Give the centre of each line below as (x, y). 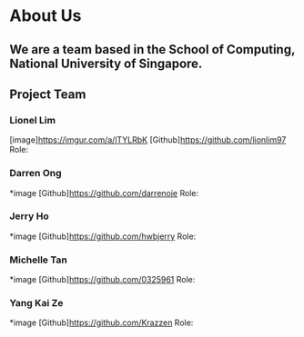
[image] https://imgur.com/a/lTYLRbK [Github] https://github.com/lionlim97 (148, 140)
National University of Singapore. (106, 63)
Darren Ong (35, 173)
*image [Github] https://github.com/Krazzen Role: (101, 322)
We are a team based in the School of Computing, (152, 50)
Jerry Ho (29, 216)
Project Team (48, 94)
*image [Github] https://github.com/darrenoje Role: (104, 193)
